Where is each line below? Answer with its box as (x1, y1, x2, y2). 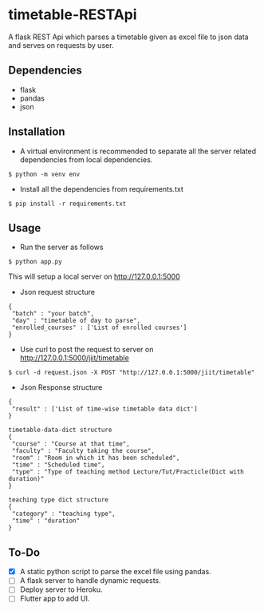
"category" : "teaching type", (11, 510, 116, 518)
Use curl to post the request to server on (19, 345, 154, 355)
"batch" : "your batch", (11, 310, 94, 318)
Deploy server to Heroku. (19, 585, 103, 594)
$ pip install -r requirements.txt (8, 200, 127, 208)
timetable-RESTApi (8, 6, 137, 24)
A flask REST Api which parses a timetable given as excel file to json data (8, 32, 249, 42)
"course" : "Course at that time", (11, 440, 130, 448)
